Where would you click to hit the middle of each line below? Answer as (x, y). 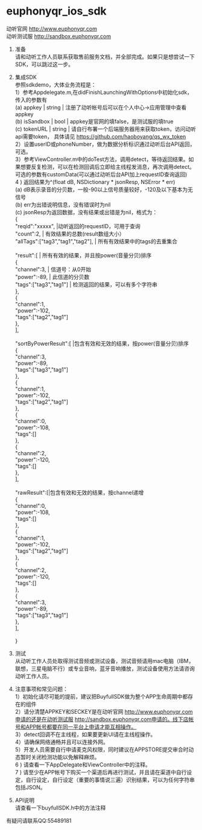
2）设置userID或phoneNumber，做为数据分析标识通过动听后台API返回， (105, 144)
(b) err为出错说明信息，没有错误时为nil (63, 205)
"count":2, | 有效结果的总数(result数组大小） (70, 234)
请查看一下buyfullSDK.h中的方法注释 (60, 808)
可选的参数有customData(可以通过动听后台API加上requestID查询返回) (101, 174)
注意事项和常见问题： (41, 689)
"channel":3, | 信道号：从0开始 (53, 269)
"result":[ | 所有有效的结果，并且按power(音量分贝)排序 (83, 255)
